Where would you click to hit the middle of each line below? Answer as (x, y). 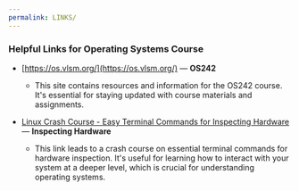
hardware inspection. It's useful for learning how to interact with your (162, 158)
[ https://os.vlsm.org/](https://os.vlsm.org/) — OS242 (118, 68)
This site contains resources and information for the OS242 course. (158, 85)
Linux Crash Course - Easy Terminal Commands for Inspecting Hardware (155, 121)
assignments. (59, 104)
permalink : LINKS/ (42, 17)
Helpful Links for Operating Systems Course (106, 48)
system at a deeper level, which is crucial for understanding (145, 167)
